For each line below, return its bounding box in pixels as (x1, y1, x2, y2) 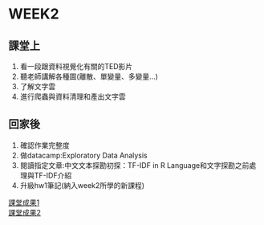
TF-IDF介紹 (34, 170, 72, 180)
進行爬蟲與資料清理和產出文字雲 (19, 92, 126, 101)
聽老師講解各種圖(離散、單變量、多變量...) (19, 72, 159, 81)
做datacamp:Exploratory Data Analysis (19, 150, 148, 160)
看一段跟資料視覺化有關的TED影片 (19, 62, 133, 71)
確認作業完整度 (19, 140, 70, 149)
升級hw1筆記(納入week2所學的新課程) (19, 180, 145, 190)
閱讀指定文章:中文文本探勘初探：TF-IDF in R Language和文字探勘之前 (19, 160, 250, 170)
